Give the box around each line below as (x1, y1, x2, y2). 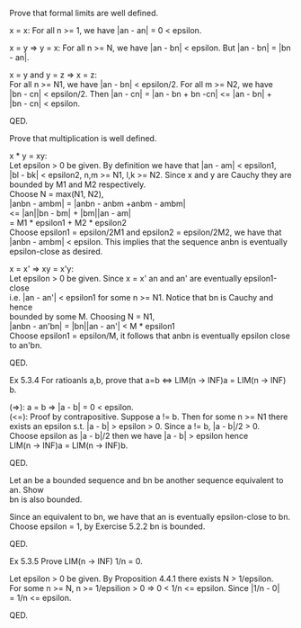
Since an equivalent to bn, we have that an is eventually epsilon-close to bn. (9, 512, 290, 522)
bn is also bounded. (9, 494, 83, 505)
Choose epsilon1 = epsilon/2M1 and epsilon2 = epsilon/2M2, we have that (9, 227, 282, 238)
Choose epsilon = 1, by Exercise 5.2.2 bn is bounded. (9, 521, 206, 532)
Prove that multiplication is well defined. (9, 133, 157, 143)
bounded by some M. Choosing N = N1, (9, 311, 155, 322)
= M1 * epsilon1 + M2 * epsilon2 (9, 218, 128, 228)
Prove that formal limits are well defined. (9, 8, 159, 18)
